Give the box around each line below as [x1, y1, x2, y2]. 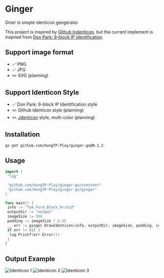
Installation [5, 130, 40, 138]
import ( [5, 169, 23, 174]
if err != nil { [7, 227, 41, 232]
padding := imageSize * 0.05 [7, 219, 67, 223]
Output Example [5, 255, 55, 263]
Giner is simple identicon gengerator [5, 19, 79, 25]
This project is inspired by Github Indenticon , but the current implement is [5, 29, 153, 35]
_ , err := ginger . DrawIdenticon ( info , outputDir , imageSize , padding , [7, 223, 154, 228]
